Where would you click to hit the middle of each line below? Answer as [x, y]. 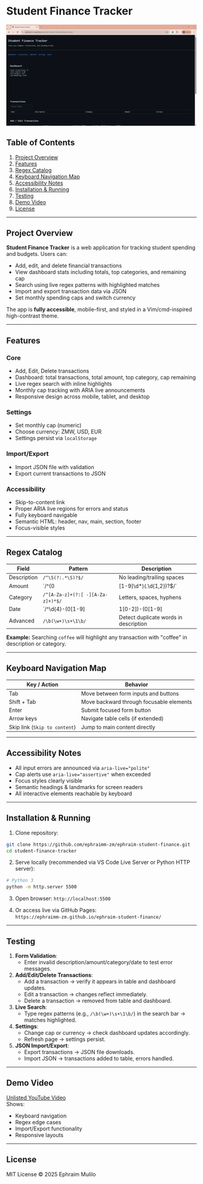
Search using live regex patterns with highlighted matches [87, 285]
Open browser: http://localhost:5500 [63, 898]
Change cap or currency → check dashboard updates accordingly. [107, 1032]
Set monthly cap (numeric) [48, 425]
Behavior [137, 685]
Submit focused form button [116, 710]
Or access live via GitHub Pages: [56, 910]
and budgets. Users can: [37, 254]
